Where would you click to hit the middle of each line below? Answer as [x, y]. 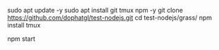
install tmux [24, 25]
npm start [21, 39]
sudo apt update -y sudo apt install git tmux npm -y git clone [95, 10]
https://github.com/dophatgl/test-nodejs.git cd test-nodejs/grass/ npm [110, 18]
